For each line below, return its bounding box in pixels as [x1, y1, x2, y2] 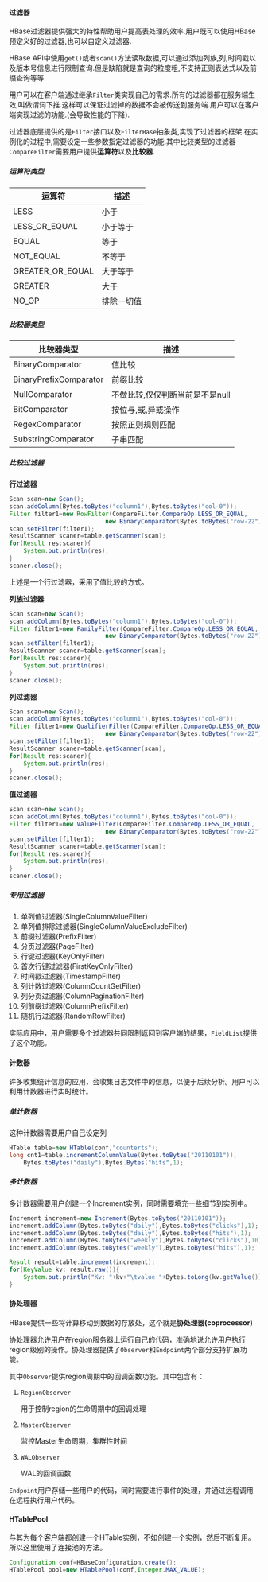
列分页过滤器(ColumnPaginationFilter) [20, 991, 145, 1001]
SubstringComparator [13, 433, 95, 445]
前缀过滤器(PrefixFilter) [20, 931, 97, 942]
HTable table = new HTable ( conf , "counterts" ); [9, 1144, 159, 1152]
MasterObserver [20, 1421, 72, 1429]
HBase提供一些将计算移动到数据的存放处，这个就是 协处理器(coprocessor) [9, 1317, 253, 1327]
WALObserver [20, 1453, 60, 1461]
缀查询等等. [9, 73, 47, 83]
